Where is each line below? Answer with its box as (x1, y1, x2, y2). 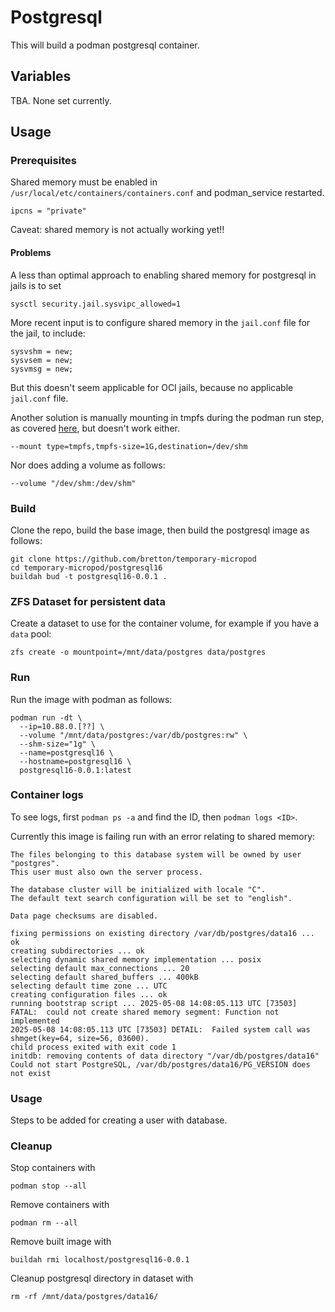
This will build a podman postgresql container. (10, 39, 200, 51)
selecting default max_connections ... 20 (10, 963, 190, 973)
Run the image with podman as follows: (10, 693, 173, 705)
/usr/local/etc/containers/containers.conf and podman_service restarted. (10, 187, 325, 199)
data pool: (10, 628, 52, 640)
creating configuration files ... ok (10, 989, 168, 1000)
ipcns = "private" (10, 206, 87, 216)
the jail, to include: (10, 327, 86, 339)
